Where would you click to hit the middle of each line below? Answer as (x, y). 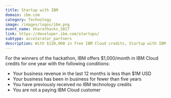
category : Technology (28, 19)
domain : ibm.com (23, 15)
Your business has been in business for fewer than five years (77, 79)
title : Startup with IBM (32, 10)
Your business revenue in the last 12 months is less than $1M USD (82, 73)
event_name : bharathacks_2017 (38, 29)
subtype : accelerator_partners (39, 39)
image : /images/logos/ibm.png (38, 24)
